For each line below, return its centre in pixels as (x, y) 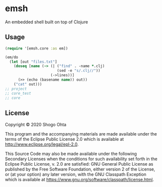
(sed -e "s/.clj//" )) (79, 71)
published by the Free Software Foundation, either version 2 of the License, (80, 169)
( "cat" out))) (28, 84)
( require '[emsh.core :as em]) (37, 48)
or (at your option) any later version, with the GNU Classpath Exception (76, 174)
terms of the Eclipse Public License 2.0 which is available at (65, 139)
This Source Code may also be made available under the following (71, 154)
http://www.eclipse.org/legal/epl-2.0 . (42, 144)
